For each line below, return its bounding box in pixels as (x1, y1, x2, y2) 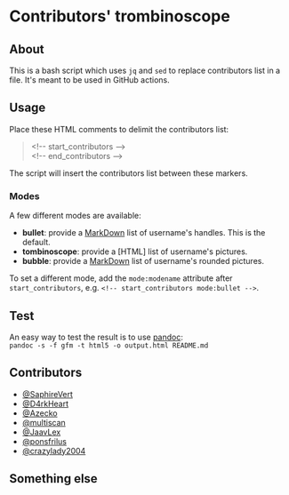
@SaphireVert (21, 388, 74, 399)
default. (21, 237, 51, 248)
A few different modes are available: (9, 211, 142, 221)
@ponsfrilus (21, 435, 67, 446)
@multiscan (21, 417, 67, 427)
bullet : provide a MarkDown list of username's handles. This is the (21, 228, 266, 238)
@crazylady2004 (21, 445, 86, 456)
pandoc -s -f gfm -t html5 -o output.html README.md (9, 340, 209, 350)
